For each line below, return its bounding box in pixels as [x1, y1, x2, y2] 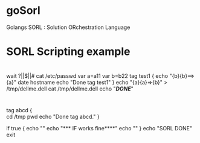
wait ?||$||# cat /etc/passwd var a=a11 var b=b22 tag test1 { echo [6, 72, 168, 80]
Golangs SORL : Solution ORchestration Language [6, 24, 131, 31]
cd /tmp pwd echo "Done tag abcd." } [6, 113, 100, 120]
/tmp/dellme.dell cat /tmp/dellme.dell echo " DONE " [6, 85, 134, 92]
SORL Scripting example [6, 45, 131, 59]
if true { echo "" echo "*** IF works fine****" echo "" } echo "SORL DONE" [6, 124, 193, 132]
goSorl [6, 4, 40, 17]
